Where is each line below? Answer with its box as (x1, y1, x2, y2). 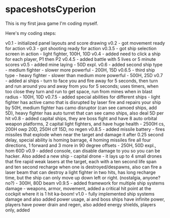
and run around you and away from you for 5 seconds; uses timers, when (5, 83, 159, 89)
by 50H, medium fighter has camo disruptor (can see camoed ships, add (5, 104, 157, 111)
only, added (5, 207, 30, 213)
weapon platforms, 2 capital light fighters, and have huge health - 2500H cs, (5, 121, 165, 127)
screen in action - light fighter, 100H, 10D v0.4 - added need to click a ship (5, 51, 161, 57)
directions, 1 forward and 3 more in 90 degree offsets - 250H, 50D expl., (5, 142, 156, 148)
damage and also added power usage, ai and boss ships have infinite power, (5, 196, 165, 202)
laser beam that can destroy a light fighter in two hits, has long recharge (5, 169, 156, 175)
